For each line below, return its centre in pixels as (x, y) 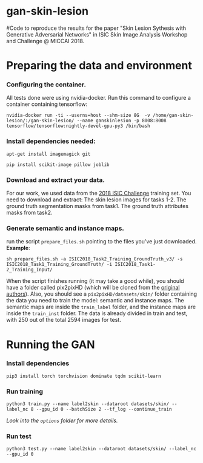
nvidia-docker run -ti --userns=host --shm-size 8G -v (78, 116)
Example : (18, 248)
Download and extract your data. (55, 179)
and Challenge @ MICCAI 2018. (45, 41)
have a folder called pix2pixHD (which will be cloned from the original (93, 288)
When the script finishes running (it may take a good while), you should (95, 281)
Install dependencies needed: (51, 141)
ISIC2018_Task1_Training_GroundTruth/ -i (59, 265)
